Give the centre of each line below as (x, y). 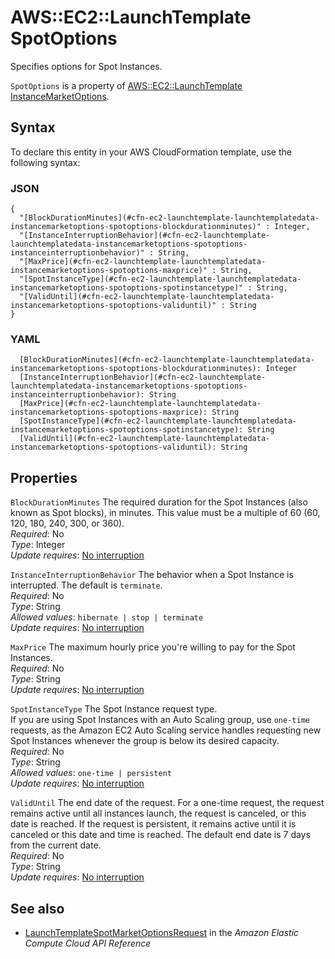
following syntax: (45, 162)
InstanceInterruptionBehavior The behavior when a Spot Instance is (152, 575)
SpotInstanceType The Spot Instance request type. (114, 709)
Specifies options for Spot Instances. (86, 66)
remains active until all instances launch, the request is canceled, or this (158, 813)
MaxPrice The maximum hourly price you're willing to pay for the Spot (153, 647)
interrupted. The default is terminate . (86, 585)
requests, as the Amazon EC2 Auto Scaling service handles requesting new (166, 730)
